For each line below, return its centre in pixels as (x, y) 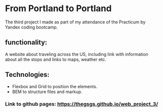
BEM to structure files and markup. (47, 92)
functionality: (26, 43)
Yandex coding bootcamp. (31, 27)
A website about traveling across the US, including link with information (77, 54)
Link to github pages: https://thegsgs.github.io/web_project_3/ (82, 104)
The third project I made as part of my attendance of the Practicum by (75, 22)
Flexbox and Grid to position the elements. (55, 86)
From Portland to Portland (58, 9)
